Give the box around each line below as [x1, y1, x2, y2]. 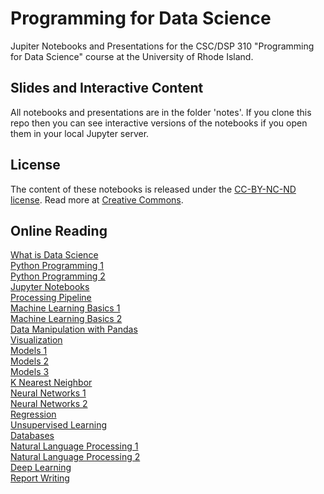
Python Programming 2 [10, 270, 106, 282]
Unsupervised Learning [10, 419, 107, 431]
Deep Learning [10, 462, 72, 474]
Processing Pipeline [10, 292, 92, 304]
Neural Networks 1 [10, 387, 87, 399]
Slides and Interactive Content [10, 80, 204, 97]
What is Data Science [10, 249, 99, 261]
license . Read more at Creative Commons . [10, 193, 184, 206]
